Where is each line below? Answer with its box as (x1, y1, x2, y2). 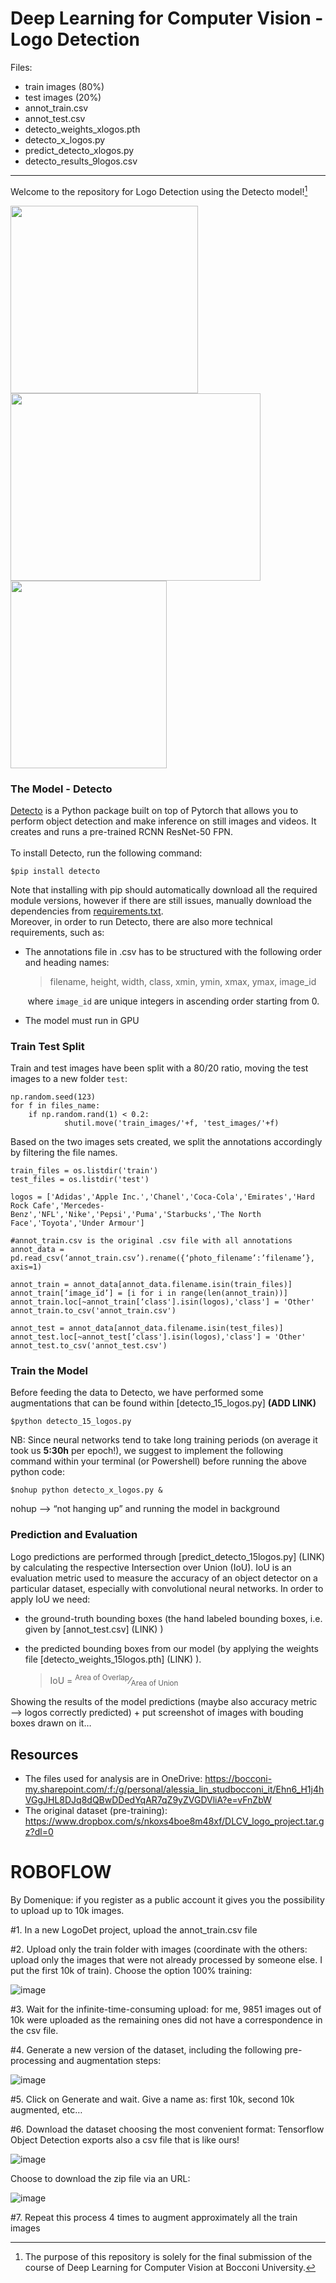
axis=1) (10, 1262, 43, 1272)
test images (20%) (24, 91, 102, 103)
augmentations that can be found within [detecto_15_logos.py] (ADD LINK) (10, 1397, 317, 1409)
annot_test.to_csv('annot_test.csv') (10, 1341, 168, 1351)
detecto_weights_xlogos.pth (24, 123, 141, 135)
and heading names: (24, 956, 110, 968)
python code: (10, 1466, 65, 1478)
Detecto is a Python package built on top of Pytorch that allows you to (10, 804, 299, 816)
